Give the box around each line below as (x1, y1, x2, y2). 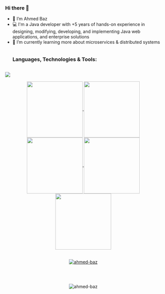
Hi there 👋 (5, 4, 30, 11)
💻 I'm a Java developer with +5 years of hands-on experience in (12, 21, 145, 27)
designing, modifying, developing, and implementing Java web (12, 28, 141, 34)
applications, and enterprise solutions (12, 34, 90, 40)
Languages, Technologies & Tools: (12, 56, 97, 63)
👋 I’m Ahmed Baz (12, 16, 48, 22)
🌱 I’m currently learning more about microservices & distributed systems (12, 39, 160, 45)
